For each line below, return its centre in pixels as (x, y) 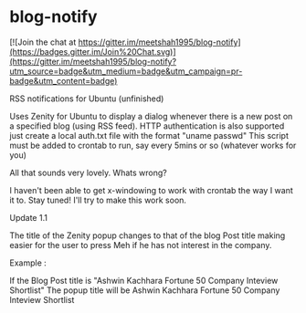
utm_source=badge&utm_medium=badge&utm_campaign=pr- (126, 71)
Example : (28, 263)
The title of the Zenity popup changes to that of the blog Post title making (148, 235)
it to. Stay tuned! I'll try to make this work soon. (98, 200)
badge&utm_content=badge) (63, 80)
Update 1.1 (29, 217)
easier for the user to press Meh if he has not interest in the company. (141, 245)
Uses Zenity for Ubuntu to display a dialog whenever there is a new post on (151, 116)
